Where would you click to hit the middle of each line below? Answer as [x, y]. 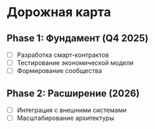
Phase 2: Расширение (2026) [73, 93]
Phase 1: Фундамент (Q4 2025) [77, 38]
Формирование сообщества [60, 71]
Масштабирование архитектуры [65, 118]
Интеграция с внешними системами [72, 110]
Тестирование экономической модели [75, 63]
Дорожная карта [59, 12]
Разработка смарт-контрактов [63, 55]
